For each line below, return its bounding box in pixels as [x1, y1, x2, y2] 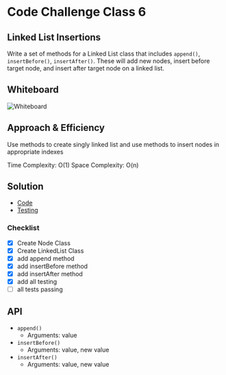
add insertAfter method [16, 269, 84, 278]
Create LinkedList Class [16, 246, 84, 254]
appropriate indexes [7, 147, 64, 156]
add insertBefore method [16, 262, 88, 270]
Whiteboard [7, 84, 60, 96]
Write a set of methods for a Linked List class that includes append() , [7, 49, 201, 58]
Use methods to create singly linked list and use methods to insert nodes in [7, 140, 220, 148]
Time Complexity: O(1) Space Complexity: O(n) [7, 160, 139, 169]
